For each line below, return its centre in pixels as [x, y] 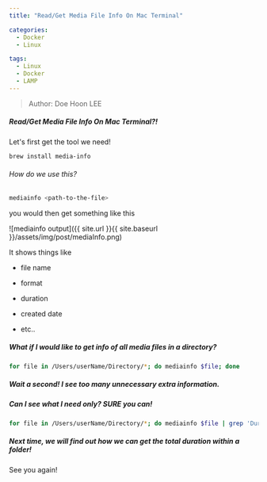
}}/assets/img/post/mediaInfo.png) [65, 237]
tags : [18, 59]
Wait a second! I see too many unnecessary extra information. [114, 384]
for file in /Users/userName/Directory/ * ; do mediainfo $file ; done [124, 366]
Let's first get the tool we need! [60, 142]
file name [36, 267]
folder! [21, 449]
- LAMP [27, 81]
